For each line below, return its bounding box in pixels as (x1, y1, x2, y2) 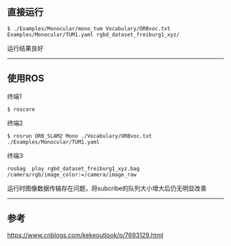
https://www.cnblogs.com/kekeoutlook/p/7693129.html (7, 231, 164, 239)
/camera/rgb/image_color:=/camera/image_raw (7, 171, 137, 178)
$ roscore (7, 106, 36, 113)
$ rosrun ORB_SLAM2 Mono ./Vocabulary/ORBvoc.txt (7, 133, 153, 139)
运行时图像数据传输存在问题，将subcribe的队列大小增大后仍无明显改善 (7, 184, 207, 192)
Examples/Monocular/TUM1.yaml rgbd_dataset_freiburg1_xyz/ (7, 31, 180, 38)
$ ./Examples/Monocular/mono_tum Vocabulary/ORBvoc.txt (7, 25, 170, 32)
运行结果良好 (7, 44, 43, 52)
